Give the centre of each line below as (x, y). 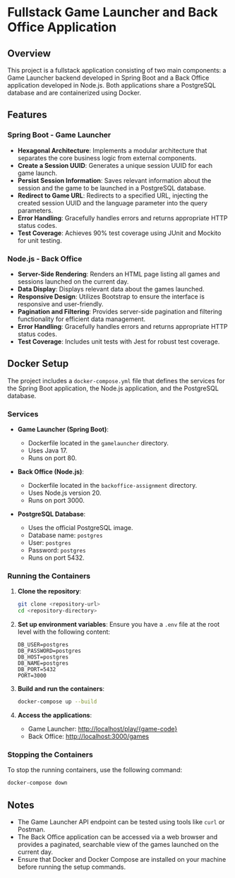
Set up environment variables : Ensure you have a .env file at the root (119, 625)
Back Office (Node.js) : (51, 472)
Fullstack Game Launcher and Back (113, 12)
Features (27, 115)
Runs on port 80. (53, 458)
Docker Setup (38, 364)
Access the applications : (55, 715)
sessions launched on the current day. (73, 281)
